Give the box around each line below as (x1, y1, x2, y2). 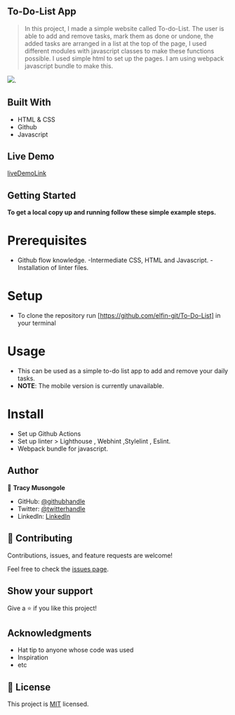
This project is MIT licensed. (7, 700, 89, 709)
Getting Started (7, 189, 76, 201)
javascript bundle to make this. (24, 61, 114, 70)
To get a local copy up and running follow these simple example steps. (7, 208, 217, 217)
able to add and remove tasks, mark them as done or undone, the (24, 32, 214, 40)
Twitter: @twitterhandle (17, 504, 86, 513)
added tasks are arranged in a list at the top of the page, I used (24, 39, 207, 48)
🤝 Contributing (7, 532, 73, 544)
